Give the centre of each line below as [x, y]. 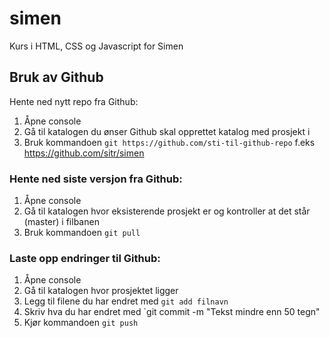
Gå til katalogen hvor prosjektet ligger [101, 291]
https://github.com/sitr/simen [84, 153]
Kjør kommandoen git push [81, 323]
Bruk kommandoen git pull [82, 233]
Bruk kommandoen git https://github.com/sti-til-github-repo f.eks [169, 142]
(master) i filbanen [61, 222]
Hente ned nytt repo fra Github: [74, 101]
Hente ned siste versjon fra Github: [96, 179]
